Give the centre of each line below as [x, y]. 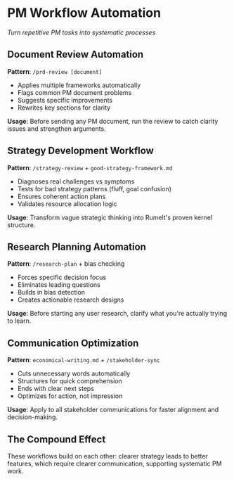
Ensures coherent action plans [61, 196]
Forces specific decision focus [62, 277]
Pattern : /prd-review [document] [55, 71]
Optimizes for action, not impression [70, 396]
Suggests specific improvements [65, 100]
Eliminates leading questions [59, 285]
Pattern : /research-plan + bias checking [66, 264]
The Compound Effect [57, 439]
